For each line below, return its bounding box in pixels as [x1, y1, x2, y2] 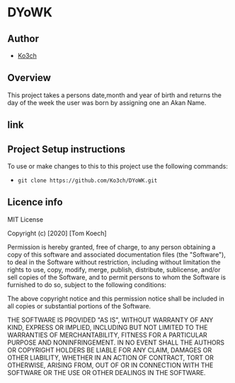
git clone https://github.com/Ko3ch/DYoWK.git [17, 177, 158, 185]
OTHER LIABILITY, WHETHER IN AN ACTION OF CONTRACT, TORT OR [7, 353, 214, 362]
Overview [7, 72, 52, 84]
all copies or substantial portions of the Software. [7, 301, 151, 310]
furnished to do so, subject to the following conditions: [7, 280, 166, 288]
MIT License [7, 215, 44, 224]
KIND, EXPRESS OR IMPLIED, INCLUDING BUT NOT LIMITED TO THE [7, 323, 208, 331]
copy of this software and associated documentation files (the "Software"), [7, 250, 227, 259]
